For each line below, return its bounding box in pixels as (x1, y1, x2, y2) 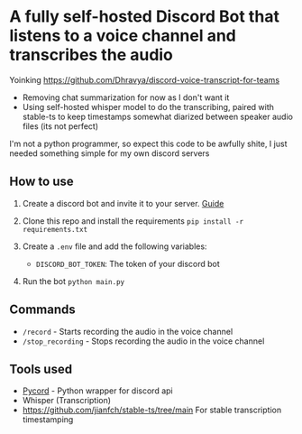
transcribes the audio (9, 45, 174, 65)
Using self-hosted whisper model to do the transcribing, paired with (22, 101, 275, 112)
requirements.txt (22, 225, 88, 234)
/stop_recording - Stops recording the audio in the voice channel (22, 336, 265, 346)
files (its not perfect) (22, 120, 99, 132)
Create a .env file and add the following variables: (22, 241, 207, 252)
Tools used (9, 361, 73, 376)
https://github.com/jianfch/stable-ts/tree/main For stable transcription (22, 404, 282, 416)
